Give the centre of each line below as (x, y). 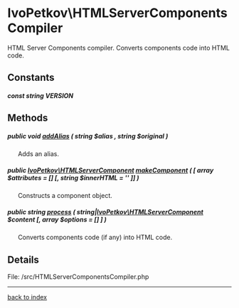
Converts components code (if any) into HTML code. (95, 237)
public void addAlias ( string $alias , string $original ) (88, 136)
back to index (27, 297)
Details (23, 259)
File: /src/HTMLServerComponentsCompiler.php (78, 277)
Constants (31, 78)
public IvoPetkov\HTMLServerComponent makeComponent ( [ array (111, 170)
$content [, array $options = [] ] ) (57, 219)
